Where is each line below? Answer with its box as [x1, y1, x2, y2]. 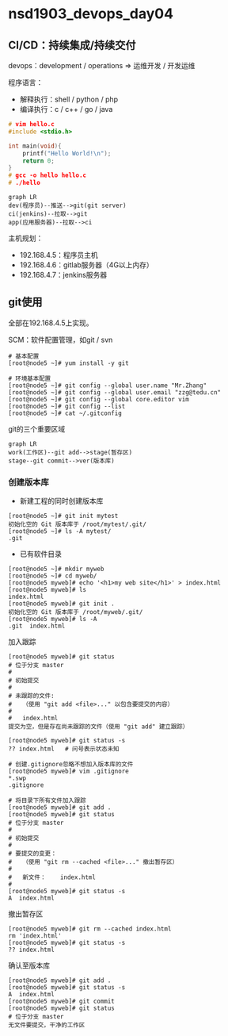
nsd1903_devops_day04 [8, 5, 174, 23]
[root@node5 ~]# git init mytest [8, 512, 119, 520]
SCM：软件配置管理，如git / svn [8, 335, 113, 344]
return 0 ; [22, 156, 55, 165]
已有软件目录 [19, 549, 62, 559]
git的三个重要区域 [8, 424, 66, 433]
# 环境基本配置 [8, 374, 51, 382]
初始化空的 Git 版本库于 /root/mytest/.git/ [8, 520, 146, 528]
